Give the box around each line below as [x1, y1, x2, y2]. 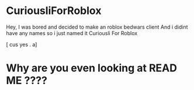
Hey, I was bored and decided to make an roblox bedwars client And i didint [6, 23, 188, 30]
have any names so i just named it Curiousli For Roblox [6, 29, 138, 36]
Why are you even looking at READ [6, 61, 177, 75]
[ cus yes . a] [6, 41, 37, 48]
